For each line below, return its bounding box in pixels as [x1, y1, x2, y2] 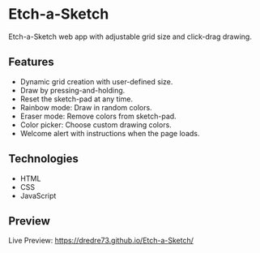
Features [8, 55, 54, 69]
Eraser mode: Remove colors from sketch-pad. [19, 111, 177, 121]
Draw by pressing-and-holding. [19, 85, 126, 95]
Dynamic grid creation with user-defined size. [19, 76, 173, 86]
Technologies [8, 152, 79, 166]
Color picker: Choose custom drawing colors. [19, 119, 172, 130]
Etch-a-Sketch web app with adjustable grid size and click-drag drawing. [8, 32, 253, 41]
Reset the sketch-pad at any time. [19, 94, 134, 104]
